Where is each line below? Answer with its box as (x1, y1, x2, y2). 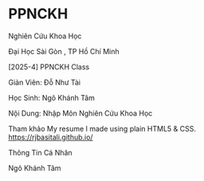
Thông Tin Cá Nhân (8, 148, 73, 157)
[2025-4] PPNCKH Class (8, 61, 90, 72)
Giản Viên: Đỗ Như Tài (8, 77, 81, 87)
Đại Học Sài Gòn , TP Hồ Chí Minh (8, 46, 120, 56)
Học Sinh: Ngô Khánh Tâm (8, 92, 96, 102)
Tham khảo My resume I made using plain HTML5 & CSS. (8, 124, 197, 133)
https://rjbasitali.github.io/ (8, 132, 93, 142)
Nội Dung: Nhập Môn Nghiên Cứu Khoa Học (8, 108, 153, 118)
